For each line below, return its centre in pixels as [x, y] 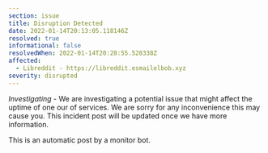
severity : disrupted [43, 76]
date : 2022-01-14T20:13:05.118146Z [68, 31]
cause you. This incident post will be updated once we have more [118, 116]
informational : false [45, 46]
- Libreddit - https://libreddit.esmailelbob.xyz [101, 68]
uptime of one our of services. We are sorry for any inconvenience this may [134, 107]
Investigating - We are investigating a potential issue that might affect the [130, 98]
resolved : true [34, 38]
